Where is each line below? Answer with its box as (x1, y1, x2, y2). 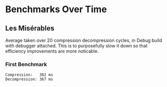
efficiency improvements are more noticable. (5, 48, 99, 54)
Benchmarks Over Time (5, 4, 107, 15)
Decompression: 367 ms (5, 77, 53, 82)
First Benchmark (5, 61, 47, 68)
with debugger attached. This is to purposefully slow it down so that (5, 43, 148, 49)
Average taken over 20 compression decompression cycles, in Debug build (5, 37, 162, 43)
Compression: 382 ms (5, 72, 53, 77)
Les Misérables (5, 24, 55, 33)
